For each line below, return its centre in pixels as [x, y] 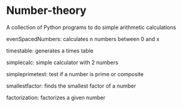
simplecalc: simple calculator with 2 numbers [62, 62]
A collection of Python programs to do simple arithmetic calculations [91, 27]
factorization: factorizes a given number [56, 97]
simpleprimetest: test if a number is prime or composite [75, 74]
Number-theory [46, 11]
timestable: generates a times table [50, 50]
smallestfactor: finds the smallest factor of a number [71, 86]
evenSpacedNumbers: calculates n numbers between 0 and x [83, 39]
